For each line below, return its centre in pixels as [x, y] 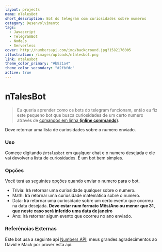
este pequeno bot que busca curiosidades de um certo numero [80, 115]
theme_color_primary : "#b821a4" [38, 63]
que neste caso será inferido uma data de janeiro [62, 211]
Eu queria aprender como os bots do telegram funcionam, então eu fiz [87, 110]
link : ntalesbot [21, 59]
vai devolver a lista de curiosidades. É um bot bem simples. [64, 158]
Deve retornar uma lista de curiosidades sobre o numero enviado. [71, 129]
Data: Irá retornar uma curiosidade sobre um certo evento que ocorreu [82, 201]
